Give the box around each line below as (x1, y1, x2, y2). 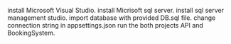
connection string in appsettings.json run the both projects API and (7, 21, 204, 29)
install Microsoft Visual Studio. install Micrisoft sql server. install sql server (7, 6, 225, 14)
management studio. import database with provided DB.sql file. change (7, 13, 216, 22)
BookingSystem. (7, 28, 55, 37)
